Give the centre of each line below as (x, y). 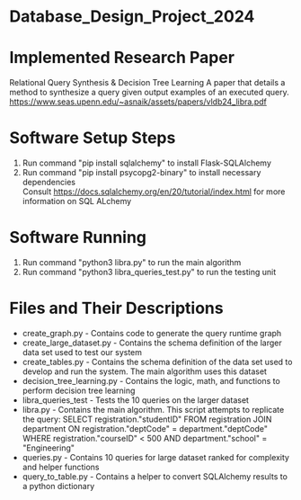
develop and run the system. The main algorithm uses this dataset (145, 371)
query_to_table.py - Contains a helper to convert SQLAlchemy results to (155, 476)
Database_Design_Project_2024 (132, 17)
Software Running (78, 238)
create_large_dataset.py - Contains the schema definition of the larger (152, 343)
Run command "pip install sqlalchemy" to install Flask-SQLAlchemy (147, 163)
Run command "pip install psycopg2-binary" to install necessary (142, 173)
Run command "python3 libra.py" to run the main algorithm (132, 262)
